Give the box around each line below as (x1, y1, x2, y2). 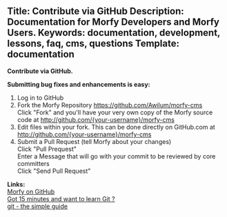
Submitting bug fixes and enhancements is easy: (7, 80, 150, 88)
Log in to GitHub (17, 93, 64, 102)
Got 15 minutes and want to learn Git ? (7, 194, 115, 203)
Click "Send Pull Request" (17, 167, 91, 175)
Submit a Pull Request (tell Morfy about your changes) (17, 137, 172, 145)
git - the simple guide (7, 202, 68, 210)
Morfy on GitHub (7, 187, 55, 196)
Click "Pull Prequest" (17, 145, 77, 153)
